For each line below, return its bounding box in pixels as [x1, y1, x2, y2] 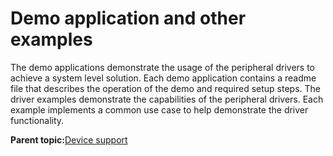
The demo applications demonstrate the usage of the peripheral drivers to [10, 61, 316, 73]
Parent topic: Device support [10, 133, 128, 146]
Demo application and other [10, 7, 247, 30]
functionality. [10, 114, 65, 126]
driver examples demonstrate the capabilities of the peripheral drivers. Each [10, 93, 324, 105]
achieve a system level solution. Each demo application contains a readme [10, 72, 317, 84]
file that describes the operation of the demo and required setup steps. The [10, 82, 321, 94]
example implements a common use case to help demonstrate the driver [10, 103, 309, 116]
